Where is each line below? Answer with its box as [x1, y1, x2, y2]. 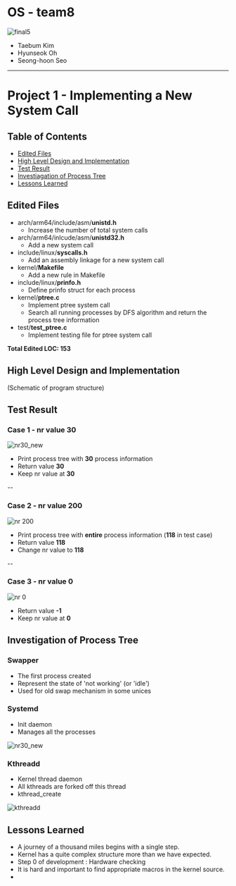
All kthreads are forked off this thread [17, 782, 126, 791]
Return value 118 [17, 538, 65, 546]
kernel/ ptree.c [17, 293, 60, 302]
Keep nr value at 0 [17, 614, 72, 622]
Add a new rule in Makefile [27, 271, 105, 279]
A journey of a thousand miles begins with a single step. [17, 842, 180, 851]
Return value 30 [17, 462, 65, 471]
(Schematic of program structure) [7, 383, 105, 392]
